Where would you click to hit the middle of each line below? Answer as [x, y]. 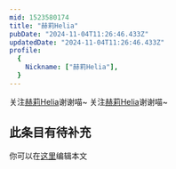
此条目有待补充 [50, 133]
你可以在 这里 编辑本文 [48, 156]
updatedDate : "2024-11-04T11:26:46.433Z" [87, 42]
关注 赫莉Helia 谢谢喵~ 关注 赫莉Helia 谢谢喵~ [88, 101]
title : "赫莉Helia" [44, 26]
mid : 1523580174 [39, 17]
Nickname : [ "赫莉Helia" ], [72, 68]
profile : [25, 51]
